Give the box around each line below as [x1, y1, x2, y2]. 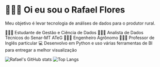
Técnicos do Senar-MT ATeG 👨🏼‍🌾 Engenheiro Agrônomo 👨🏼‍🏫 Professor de [5, 35, 155, 40]
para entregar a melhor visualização [5, 47, 77, 53]
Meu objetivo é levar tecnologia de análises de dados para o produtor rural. [5, 20, 156, 26]
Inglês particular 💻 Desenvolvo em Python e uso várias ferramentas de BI [5, 40, 153, 46]
